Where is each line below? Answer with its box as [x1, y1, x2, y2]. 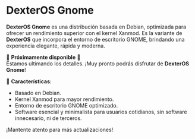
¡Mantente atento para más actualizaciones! [6, 126, 114, 133]
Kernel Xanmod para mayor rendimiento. [14, 96, 114, 103]
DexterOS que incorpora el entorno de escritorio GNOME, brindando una [6, 36, 185, 43]
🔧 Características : [6, 78, 52, 85]
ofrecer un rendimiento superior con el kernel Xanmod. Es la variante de [6, 29, 183, 36]
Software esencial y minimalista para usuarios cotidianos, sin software [14, 108, 187, 115]
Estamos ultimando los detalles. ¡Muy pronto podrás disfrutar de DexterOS [6, 60, 189, 67]
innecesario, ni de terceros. [14, 114, 82, 122]
